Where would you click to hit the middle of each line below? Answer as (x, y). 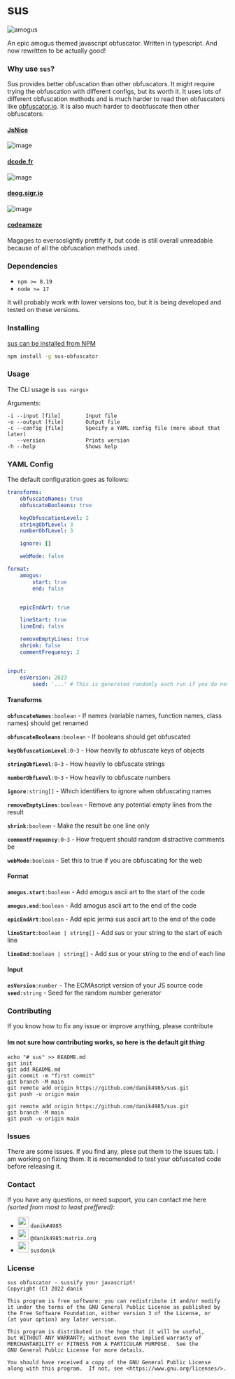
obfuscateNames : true (51, 499)
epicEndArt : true (45, 607)
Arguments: (24, 403)
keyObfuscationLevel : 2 (55, 518)
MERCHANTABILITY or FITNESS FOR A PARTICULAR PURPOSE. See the (103, 1344)
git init (20, 1063)
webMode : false (42, 556)
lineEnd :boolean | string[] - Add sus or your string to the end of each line (116, 953)
